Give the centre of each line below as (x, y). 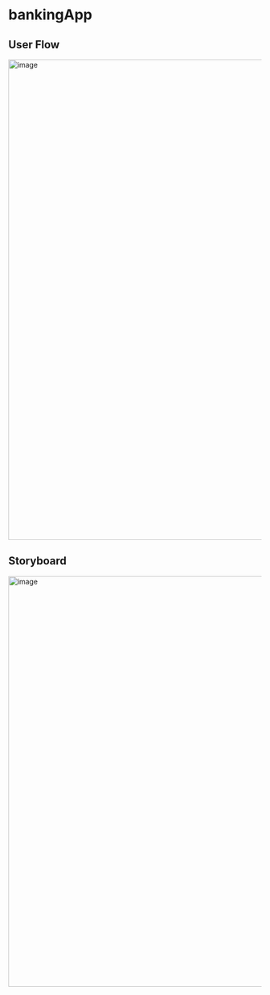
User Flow (34, 45)
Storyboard (37, 561)
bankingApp (50, 15)
